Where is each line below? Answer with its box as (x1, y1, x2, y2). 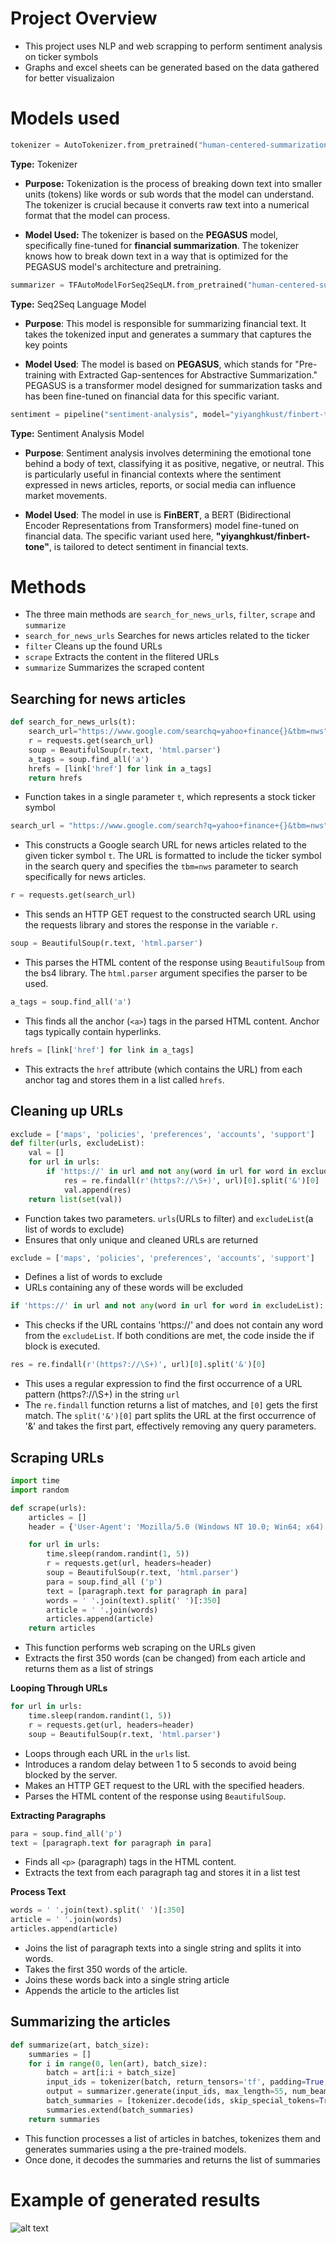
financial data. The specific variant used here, (24, 530, 214, 542)
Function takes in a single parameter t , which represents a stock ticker (24, 791, 317, 803)
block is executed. (24, 1340, 101, 1352)
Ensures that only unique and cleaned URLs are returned (24, 1233, 259, 1246)
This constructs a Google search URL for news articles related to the (24, 839, 307, 851)
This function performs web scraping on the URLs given (24, 1642, 256, 1654)
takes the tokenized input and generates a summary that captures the (24, 328, 312, 340)
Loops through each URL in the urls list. (24, 1747, 191, 1759)
